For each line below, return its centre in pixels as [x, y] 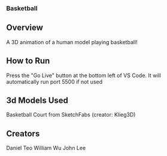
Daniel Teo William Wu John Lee [46, 148]
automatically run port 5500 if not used [54, 81]
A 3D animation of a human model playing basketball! [72, 42]
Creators [23, 134]
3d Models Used [37, 100]
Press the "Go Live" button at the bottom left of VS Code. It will [84, 75]
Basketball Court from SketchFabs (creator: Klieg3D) [71, 115]
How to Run [28, 61]
